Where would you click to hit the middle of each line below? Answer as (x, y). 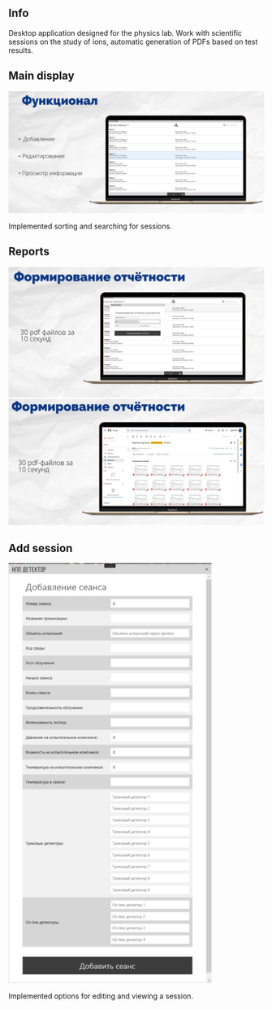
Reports (29, 252)
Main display (41, 76)
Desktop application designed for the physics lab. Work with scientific (125, 33)
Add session (41, 548)
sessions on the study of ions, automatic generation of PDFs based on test (133, 41)
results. (21, 50)
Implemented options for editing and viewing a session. (101, 996)
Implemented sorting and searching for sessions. (90, 226)
